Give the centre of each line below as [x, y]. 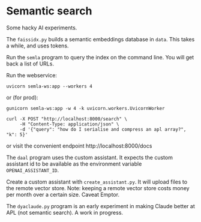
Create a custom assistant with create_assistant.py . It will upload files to [97, 182]
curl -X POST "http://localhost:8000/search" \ [67, 119]
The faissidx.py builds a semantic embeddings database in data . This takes [100, 39]
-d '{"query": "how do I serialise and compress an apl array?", [103, 129]
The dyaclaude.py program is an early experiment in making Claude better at [100, 206]
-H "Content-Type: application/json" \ [69, 124]
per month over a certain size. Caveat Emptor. [63, 194]
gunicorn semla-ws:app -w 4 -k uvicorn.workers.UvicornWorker [85, 108]
